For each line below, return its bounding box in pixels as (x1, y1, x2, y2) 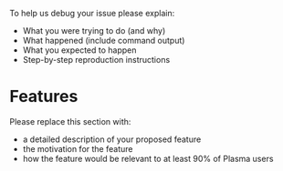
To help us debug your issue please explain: (9, 8, 175, 18)
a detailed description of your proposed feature (22, 134, 202, 145)
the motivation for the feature (22, 143, 133, 154)
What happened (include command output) (22, 35, 185, 45)
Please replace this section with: (9, 116, 131, 126)
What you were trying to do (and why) (22, 25, 166, 35)
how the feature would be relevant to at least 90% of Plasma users (22, 153, 274, 164)
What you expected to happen (22, 45, 137, 55)
